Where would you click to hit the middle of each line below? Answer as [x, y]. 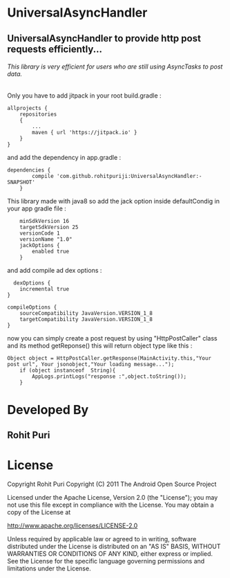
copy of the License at [39, 512]
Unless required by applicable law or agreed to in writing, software [102, 539]
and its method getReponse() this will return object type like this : [100, 345]
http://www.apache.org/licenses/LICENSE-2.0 [73, 526]
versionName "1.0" [46, 239]
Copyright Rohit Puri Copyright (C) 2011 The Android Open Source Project [112, 484]
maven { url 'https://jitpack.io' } [85, 132]
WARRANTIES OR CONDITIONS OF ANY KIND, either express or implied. [110, 554]
